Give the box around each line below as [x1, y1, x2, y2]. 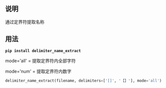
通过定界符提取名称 [5, 19, 45, 25]
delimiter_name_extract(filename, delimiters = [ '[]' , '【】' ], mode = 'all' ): [5, 78, 164, 83]
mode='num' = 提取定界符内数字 [5, 68, 72, 74]
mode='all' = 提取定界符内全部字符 [5, 58, 76, 64]
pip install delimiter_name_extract [5, 48, 81, 53]
